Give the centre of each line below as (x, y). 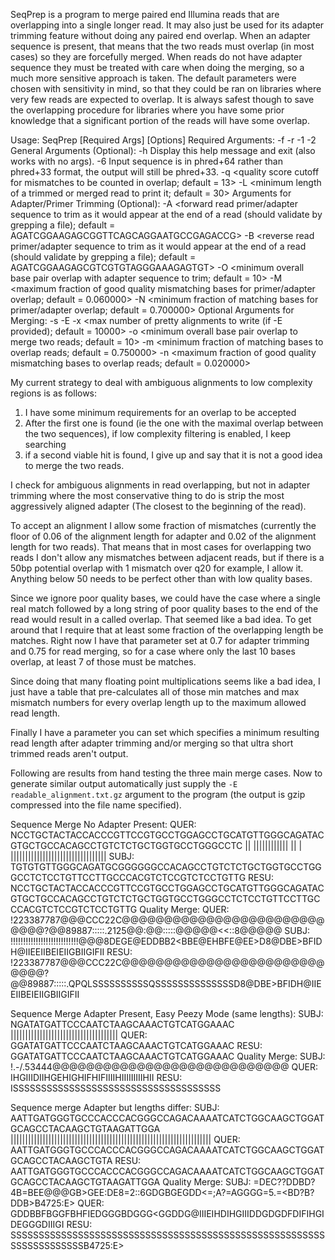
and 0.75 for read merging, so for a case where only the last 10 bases (153, 651)
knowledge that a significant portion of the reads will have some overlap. (160, 120)
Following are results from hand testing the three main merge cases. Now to (166, 773)
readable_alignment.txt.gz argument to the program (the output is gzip (158, 794)
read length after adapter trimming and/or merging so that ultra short (152, 743)
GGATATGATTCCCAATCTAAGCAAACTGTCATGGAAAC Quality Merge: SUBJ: (168, 1056)
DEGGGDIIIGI (37, 1224)
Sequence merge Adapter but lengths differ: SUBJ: (115, 1107)
